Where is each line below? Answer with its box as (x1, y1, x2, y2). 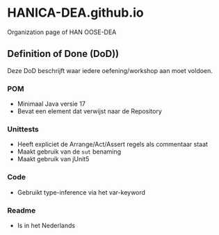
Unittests (7, 124, 40, 133)
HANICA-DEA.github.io (7, 5, 144, 21)
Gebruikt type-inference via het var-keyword (17, 188, 146, 196)
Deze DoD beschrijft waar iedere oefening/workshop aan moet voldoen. (7, 66, 213, 74)
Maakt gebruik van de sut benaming (17, 147, 122, 156)
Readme (7, 205, 36, 215)
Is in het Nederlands (17, 221, 75, 229)
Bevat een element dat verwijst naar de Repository (17, 107, 162, 115)
